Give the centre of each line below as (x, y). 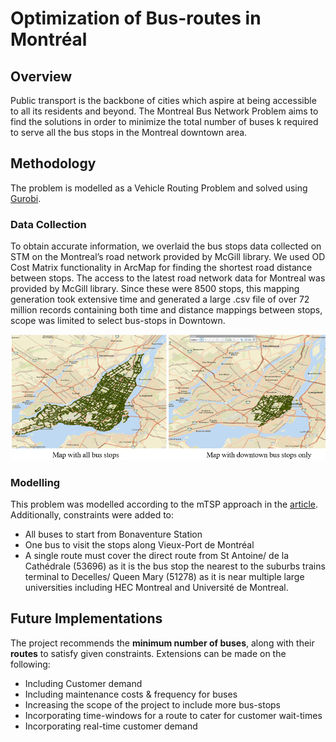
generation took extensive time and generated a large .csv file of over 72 (160, 299)
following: (30, 664)
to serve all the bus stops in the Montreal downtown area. (129, 132)
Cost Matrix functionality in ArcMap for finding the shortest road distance (161, 268)
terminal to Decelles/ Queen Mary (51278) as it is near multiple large (164, 577)
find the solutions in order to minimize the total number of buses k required (164, 121)
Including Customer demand (83, 683)
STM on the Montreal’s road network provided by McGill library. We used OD (168, 257)
